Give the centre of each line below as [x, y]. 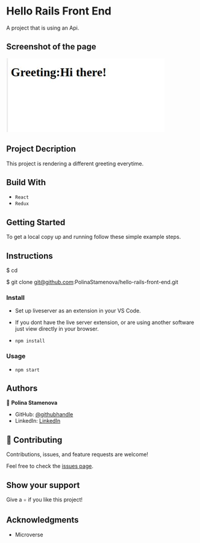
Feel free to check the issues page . [50, 466]
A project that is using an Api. [43, 28]
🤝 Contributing [34, 440]
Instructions [30, 256]
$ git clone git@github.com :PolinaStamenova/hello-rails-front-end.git [92, 282]
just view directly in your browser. [57, 329]
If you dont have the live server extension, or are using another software [105, 322]
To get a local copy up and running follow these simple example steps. [94, 237]
